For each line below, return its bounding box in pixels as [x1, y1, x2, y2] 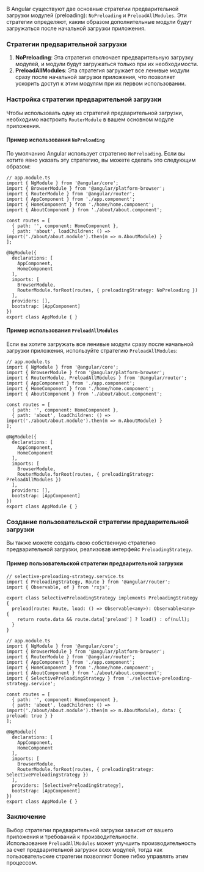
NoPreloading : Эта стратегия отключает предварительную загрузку [15, 54, 194, 61]
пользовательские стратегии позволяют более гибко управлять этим [6, 852, 189, 860]
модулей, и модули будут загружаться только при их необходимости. [15, 61, 199, 68]
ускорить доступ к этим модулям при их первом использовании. [15, 80, 186, 88]
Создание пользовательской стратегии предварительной [6, 517, 189, 526]
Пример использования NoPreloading [6, 136, 105, 143]
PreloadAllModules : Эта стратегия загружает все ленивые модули [15, 67, 190, 74]
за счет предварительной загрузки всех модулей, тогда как [6, 846, 163, 853]
